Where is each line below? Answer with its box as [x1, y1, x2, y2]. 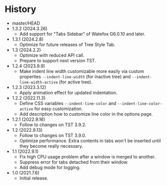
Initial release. [19, 175, 49, 181]
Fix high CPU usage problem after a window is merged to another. [19, 153, 156, 159]
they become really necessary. [19, 143, 83, 149]
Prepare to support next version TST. [19, 57, 96, 63]
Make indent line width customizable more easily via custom [19, 68, 144, 74]
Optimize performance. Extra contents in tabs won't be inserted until [19, 137, 161, 144]
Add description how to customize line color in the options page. [19, 111, 153, 117]
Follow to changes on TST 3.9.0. [19, 132, 86, 138]
